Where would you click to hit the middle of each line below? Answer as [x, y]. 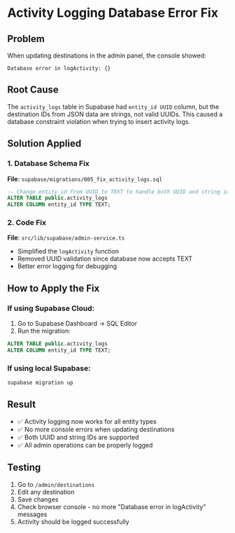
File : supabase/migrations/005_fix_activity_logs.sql [85, 179]
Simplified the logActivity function [68, 251]
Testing [24, 468]
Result [22, 404]
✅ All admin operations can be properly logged [85, 445]
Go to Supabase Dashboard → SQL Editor [77, 324]
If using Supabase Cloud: [51, 308]
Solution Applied [44, 144]
